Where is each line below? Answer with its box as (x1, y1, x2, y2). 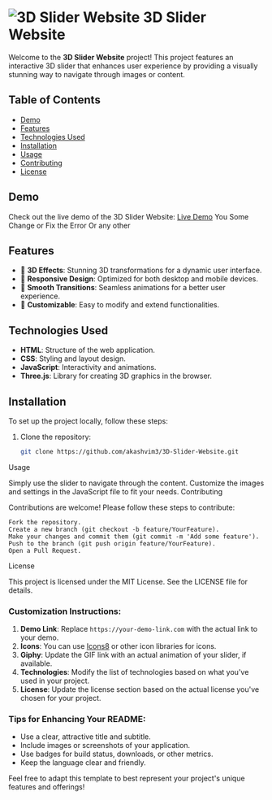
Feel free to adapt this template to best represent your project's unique (8, 773, 245, 784)
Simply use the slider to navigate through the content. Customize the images (8, 478, 265, 488)
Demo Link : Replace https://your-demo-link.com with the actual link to (19, 624, 258, 634)
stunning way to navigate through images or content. (8, 69, 185, 79)
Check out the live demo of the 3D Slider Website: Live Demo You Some (8, 211, 249, 221)
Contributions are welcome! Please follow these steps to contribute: (8, 502, 235, 512)
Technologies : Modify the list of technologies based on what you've (19, 667, 249, 677)
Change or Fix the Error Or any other (8, 220, 131, 230)
